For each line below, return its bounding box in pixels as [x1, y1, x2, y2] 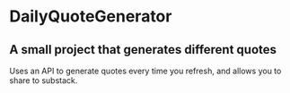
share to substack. [9, 75, 78, 86]
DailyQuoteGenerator [9, 6, 172, 27]
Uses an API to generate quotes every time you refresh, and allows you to [9, 65, 282, 76]
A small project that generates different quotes [9, 42, 277, 57]
